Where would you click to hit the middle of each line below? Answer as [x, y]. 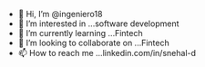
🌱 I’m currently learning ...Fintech [80, 33]
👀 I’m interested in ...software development [98, 24]
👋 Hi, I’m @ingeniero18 [60, 14]
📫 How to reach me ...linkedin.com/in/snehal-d [107, 53]
